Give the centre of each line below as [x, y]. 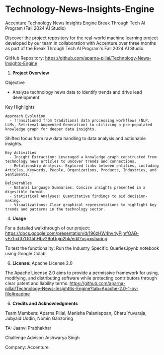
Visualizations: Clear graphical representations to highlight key [85, 205]
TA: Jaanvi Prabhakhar [28, 328]
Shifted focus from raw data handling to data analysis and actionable [76, 138]
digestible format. [25, 192]
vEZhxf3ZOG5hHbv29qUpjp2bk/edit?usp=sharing [56, 238]
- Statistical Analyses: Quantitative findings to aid [68, 196]
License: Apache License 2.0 [42, 263]
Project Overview [31, 72]
